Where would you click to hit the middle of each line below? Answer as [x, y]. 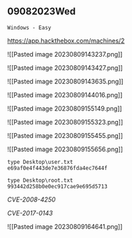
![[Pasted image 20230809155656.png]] [65, 149]
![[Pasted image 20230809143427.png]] [65, 68]
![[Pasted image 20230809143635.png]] [65, 81]
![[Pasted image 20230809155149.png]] [65, 108]
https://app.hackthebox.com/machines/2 [66, 41]
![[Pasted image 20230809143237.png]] [65, 54]
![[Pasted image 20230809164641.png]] [65, 226]
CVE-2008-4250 [31, 199]
